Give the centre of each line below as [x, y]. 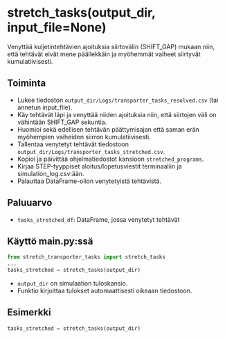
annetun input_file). [45, 107]
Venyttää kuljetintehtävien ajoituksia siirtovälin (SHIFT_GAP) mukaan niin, [111, 46]
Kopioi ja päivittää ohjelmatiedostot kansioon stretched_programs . [110, 159]
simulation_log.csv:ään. [51, 173]
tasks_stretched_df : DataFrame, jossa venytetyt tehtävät [98, 219]
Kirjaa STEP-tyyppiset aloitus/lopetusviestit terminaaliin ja [99, 166]
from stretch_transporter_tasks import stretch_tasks [87, 257]
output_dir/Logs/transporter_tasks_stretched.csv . [91, 151]
